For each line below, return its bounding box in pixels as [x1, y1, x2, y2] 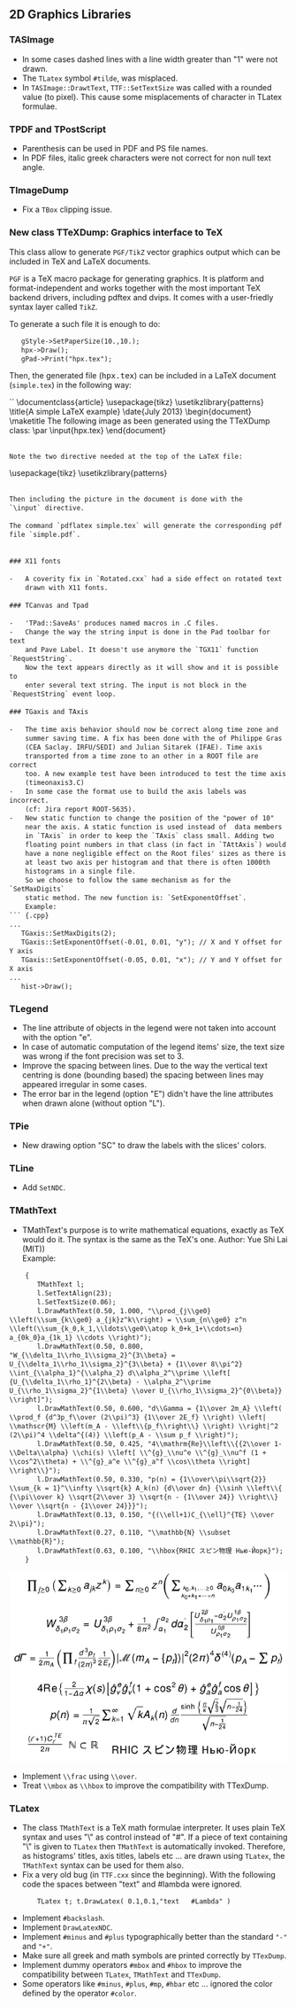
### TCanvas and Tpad [9, 601, 89, 610]
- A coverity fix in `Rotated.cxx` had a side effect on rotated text [9, 574, 283, 583]
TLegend [9, 1002, 49, 1015]
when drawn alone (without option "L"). [21, 1098, 165, 1109]
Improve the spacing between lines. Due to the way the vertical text [21, 1060, 268, 1070]
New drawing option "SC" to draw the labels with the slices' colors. [21, 1140, 267, 1151]
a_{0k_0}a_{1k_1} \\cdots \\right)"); [9, 1333, 152, 1342]
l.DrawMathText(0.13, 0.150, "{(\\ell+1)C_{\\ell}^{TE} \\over [36, 1510, 275, 1519]
